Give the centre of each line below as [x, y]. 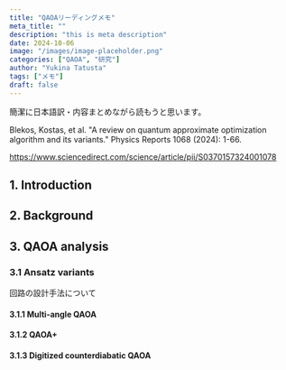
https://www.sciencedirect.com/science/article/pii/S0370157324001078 [143, 157]
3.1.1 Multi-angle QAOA [53, 314]
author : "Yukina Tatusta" [58, 69]
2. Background [51, 216]
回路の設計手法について [53, 293]
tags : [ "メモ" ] [37, 77]
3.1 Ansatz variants [52, 272]
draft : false [34, 85]
